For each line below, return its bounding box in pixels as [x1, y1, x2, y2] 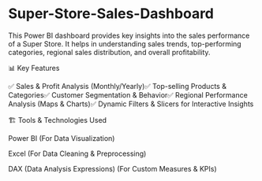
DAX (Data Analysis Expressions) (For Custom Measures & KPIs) [8, 164, 217, 173]
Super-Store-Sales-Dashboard [8, 5, 215, 23]
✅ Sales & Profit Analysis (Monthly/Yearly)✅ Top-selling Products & [8, 81, 227, 90]
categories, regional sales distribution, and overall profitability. [8, 47, 211, 57]
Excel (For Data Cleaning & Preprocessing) [8, 149, 147, 158]
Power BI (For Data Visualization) [8, 133, 115, 142]
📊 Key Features [8, 63, 60, 72]
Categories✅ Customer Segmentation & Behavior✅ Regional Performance [8, 90, 249, 99]
